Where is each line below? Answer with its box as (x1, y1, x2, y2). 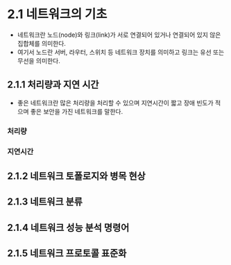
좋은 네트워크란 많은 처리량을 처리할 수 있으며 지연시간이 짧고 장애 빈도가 (17, 99, 214, 107)
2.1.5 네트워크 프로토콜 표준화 (7, 248, 127, 259)
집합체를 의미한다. (17, 39, 66, 47)
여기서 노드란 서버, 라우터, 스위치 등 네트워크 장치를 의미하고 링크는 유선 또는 (17, 48, 225, 56)
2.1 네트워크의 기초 (7, 6, 108, 22)
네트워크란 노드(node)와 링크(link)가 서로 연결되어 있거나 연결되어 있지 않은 (17, 31, 221, 39)
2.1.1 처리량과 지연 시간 (7, 79, 99, 91)
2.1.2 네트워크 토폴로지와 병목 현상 (7, 170, 146, 182)
